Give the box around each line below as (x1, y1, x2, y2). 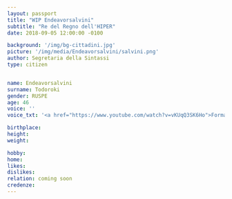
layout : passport (7, 10, 57, 17)
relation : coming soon (7, 176, 72, 182)
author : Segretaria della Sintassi (7, 55, 110, 62)
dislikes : (7, 169, 36, 176)
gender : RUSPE (7, 93, 48, 99)
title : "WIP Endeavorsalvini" (7, 17, 95, 23)
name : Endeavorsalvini (7, 79, 72, 86)
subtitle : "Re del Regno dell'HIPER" (7, 23, 116, 30)
